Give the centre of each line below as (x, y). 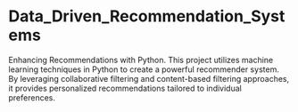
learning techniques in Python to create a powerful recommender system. (144, 69)
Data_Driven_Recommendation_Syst (147, 16)
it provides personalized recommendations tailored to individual (125, 88)
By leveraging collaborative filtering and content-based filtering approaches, (149, 78)
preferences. (32, 97)
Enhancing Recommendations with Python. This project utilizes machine (141, 60)
